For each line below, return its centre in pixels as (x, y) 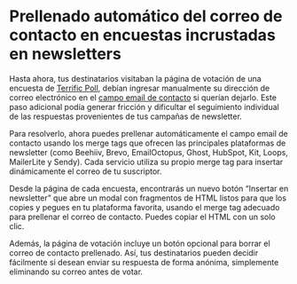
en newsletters (65, 54)
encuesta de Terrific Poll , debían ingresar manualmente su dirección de (140, 88)
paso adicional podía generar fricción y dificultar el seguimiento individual (144, 106)
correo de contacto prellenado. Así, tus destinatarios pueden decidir (134, 252)
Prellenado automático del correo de (146, 16)
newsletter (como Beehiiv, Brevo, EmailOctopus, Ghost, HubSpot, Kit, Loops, (148, 152)
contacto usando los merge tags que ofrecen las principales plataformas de (148, 143)
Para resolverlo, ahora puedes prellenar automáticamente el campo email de (148, 133)
